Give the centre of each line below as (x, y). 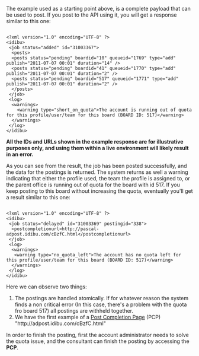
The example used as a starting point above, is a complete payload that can (98, 9)
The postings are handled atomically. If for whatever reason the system (102, 298)
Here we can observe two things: (46, 287)
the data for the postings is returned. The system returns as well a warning (97, 172)
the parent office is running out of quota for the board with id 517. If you (93, 185)
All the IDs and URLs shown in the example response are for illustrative (95, 142)
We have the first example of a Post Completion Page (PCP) (88, 317)
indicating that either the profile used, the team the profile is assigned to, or (98, 178)
